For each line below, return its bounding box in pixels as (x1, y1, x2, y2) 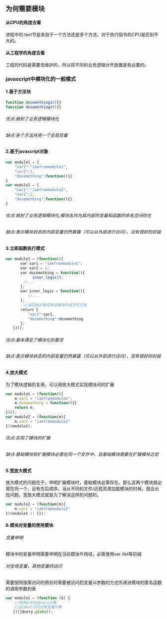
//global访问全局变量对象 (14, 605, 62, 610)
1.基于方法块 (5, 89, 31, 95)
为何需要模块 (5, 4, 45, 13)
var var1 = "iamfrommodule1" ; (20, 261, 83, 266)
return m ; (14, 405, 35, 410)
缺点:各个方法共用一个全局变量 (5, 132, 68, 138)
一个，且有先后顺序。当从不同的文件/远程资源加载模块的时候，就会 (18, 486, 155, 492)
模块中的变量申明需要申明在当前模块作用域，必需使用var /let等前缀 (5, 551, 142, 557)
